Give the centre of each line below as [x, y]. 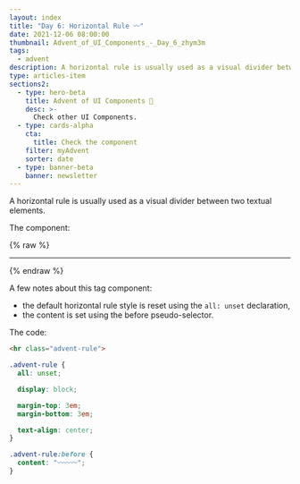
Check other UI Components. [85, 117]
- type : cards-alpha [55, 126]
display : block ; [47, 389]
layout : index [36, 17]
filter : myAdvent [58, 150]
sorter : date [50, 159]
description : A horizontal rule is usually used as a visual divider [142, 68]
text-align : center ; [55, 430]
